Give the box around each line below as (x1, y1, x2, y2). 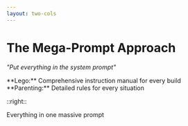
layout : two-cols (6, 10, 57, 17)
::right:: (6, 97, 27, 105)
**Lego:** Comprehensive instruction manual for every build (6, 76, 182, 84)
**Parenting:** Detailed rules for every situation (6, 84, 145, 92)
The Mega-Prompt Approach (6, 39, 176, 55)
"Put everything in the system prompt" (6, 63, 117, 71)
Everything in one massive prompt (6, 110, 105, 118)
